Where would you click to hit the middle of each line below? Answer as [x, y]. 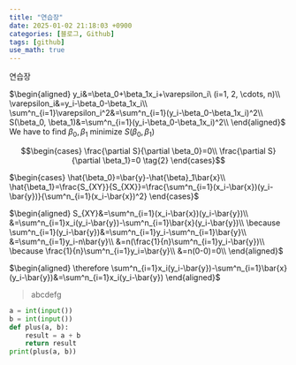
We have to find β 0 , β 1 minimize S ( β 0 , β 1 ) [82, 133]
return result [51, 344]
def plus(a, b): [39, 327]
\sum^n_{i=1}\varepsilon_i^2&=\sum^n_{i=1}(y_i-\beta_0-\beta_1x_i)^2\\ [136, 113]
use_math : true [37, 50]
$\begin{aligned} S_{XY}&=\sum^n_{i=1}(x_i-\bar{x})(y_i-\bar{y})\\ [129, 213]
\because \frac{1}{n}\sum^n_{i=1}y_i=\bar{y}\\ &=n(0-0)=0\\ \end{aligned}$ [146, 251]
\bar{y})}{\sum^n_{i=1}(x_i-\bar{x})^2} [78, 196]
